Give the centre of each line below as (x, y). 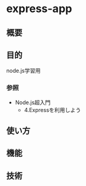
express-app (39, 9)
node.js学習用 (24, 71)
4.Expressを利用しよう (52, 110)
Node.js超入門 (33, 102)
